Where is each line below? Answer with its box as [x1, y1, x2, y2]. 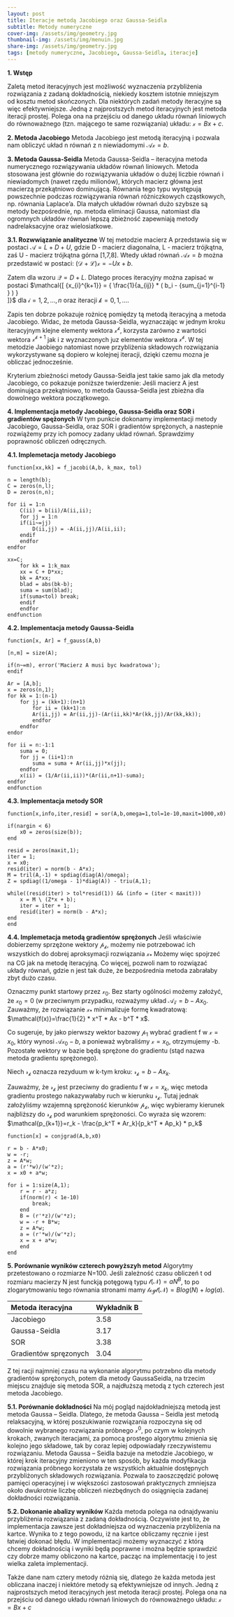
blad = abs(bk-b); [20, 581, 73, 588]
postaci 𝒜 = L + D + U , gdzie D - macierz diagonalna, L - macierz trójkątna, [7, 243, 224, 251]
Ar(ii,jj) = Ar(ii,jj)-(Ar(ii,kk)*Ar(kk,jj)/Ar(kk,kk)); [32, 711, 201, 718]
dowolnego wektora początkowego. [7, 394, 110, 402]
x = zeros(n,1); [7, 686, 54, 694]
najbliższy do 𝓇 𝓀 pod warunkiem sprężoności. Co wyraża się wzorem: [7, 1110, 207, 1120]
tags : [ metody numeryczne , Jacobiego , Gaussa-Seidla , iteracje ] [7, 50, 198, 57]
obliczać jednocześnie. [7, 358, 73, 367]
